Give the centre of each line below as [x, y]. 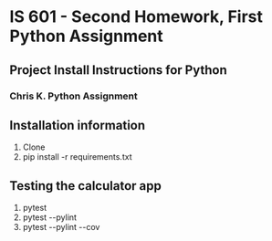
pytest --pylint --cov [61, 227]
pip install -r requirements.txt [77, 157]
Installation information [78, 125]
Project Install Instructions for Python [118, 70]
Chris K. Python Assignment [74, 96]
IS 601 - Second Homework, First [136, 17]
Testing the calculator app [85, 186]
